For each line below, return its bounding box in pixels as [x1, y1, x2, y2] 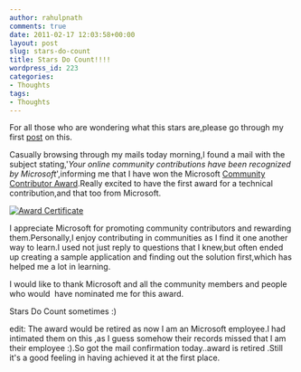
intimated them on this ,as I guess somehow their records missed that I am [9, 333, 287, 344]
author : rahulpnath [9, 13, 83, 23]
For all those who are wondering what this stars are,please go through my [9, 122, 285, 133]
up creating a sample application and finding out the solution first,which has [9, 252, 292, 262]
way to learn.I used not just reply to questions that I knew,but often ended [9, 242, 284, 253]
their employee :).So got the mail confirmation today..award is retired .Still [9, 343, 283, 354]
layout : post [9, 38, 59, 48]
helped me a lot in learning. [9, 262, 111, 272]
